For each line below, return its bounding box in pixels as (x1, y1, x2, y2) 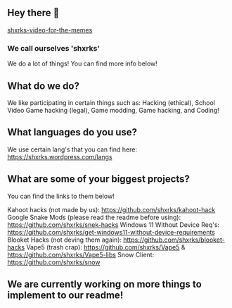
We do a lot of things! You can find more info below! (7, 59, 158, 68)
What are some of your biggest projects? (7, 173, 190, 185)
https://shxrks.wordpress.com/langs (7, 152, 112, 161)
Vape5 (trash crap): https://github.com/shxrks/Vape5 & (26, 242, 186, 251)
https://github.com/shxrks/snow (7, 258, 101, 266)
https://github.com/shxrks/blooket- (122, 235, 225, 244)
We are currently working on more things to (7, 278, 202, 290)
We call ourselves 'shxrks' (7, 43, 100, 53)
